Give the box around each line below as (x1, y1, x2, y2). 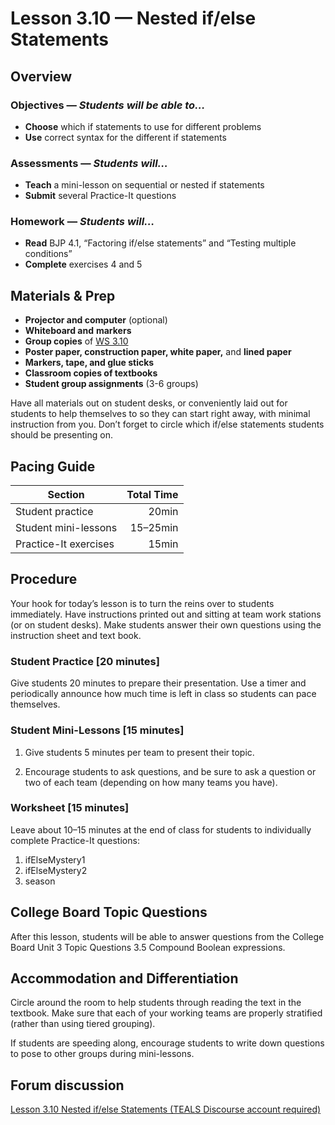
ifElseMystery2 (24, 864, 88, 876)
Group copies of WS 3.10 (24, 335, 129, 347)
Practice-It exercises (15, 537, 115, 551)
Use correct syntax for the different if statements (24, 131, 227, 143)
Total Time (126, 488, 179, 502)
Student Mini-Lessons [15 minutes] (10, 723, 185, 737)
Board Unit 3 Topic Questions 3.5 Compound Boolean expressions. (10, 941, 286, 953)
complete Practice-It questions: (10, 834, 140, 846)
